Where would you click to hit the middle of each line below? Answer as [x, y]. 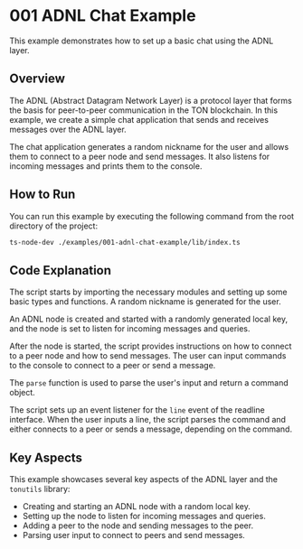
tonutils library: [40, 489]
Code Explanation [60, 270]
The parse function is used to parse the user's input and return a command [149, 383]
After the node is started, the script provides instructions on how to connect [151, 346]
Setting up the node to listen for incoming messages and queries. [144, 516]
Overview [38, 79]
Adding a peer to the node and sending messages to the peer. [138, 526]
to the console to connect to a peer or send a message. [113, 366]
